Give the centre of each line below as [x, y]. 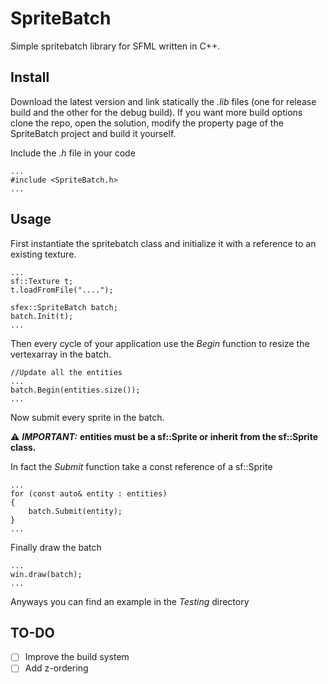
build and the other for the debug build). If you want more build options [156, 112]
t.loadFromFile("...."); [62, 290]
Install [30, 77]
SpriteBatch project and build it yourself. [93, 133]
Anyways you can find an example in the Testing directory [130, 601]
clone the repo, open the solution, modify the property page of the [147, 123]
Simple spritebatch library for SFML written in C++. [115, 46]
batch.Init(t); [42, 316]
